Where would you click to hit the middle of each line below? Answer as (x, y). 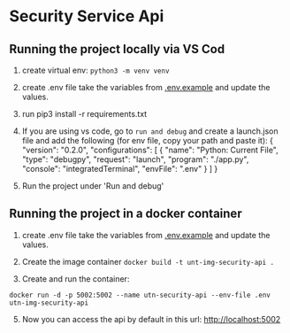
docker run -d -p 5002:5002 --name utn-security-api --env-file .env (140, 295)
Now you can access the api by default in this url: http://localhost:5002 (151, 319)
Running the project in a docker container (126, 214)
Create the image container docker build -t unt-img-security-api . (148, 261)
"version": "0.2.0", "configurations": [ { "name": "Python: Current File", (150, 150)
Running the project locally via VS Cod (117, 49)
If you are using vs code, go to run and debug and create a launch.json (150, 131)
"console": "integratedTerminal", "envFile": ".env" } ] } (120, 169)
